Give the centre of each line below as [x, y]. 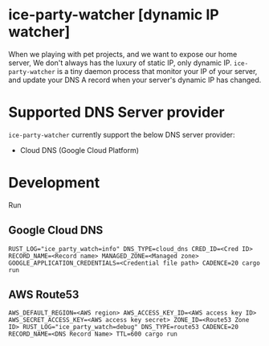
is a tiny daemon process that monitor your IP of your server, [157, 71]
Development [54, 183]
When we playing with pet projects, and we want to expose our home [123, 54]
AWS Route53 [44, 295]
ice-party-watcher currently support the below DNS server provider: [122, 134]
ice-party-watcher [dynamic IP [114, 15]
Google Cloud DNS [56, 231]
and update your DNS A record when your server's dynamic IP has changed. [135, 80]
